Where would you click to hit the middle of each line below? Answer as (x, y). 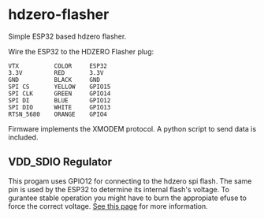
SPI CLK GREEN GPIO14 (59, 93)
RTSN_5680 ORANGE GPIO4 (58, 114)
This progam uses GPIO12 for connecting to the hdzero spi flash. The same (130, 181)
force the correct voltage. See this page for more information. (108, 206)
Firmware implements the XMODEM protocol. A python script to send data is (132, 128)
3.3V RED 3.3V (56, 72)
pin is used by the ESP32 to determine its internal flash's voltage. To (119, 189)
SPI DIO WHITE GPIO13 (59, 107)
